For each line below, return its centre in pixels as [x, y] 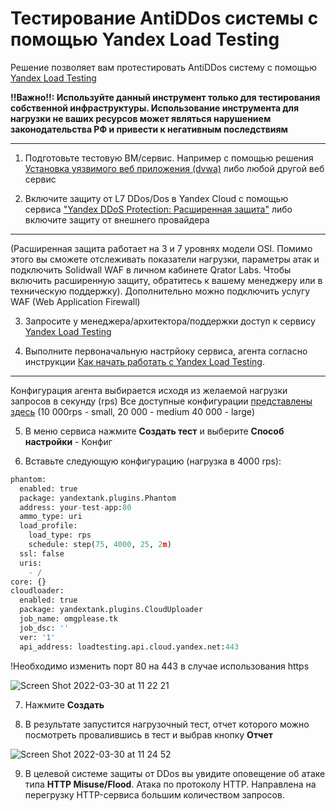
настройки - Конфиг [68, 441]
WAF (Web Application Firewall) [75, 301]
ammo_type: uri [51, 517]
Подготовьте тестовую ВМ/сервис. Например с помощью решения [169, 158]
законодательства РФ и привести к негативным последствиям [149, 129]
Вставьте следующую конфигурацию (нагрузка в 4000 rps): [153, 461]
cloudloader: [37, 591]
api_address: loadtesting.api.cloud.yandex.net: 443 [129, 647]
